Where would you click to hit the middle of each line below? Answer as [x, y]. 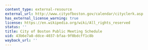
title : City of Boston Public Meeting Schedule [54, 31]
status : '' [16, 27]
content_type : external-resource [39, 9]
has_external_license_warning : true [42, 18]
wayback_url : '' [21, 40]
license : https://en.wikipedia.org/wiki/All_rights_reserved [68, 23]
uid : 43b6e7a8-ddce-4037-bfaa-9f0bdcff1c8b [49, 36]
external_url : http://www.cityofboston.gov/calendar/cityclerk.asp [74, 14]
